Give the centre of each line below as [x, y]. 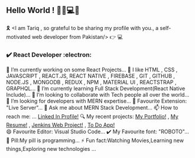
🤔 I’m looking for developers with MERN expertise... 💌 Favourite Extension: [97, 101]
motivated [18, 37]
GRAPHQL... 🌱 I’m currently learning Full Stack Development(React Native [96, 88]
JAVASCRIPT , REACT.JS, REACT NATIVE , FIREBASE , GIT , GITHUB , [91, 76]
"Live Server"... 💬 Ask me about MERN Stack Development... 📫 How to [92, 108]
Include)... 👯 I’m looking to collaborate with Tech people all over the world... [98, 95]
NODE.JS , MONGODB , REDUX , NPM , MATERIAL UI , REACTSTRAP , [91, 83]
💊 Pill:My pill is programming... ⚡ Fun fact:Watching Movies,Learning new [95, 140]
